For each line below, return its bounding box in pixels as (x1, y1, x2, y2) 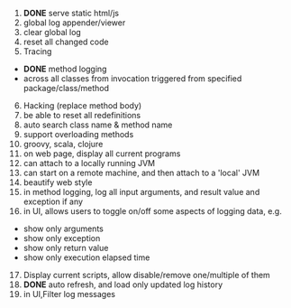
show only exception (23, 233, 101, 243)
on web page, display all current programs (23, 148, 181, 159)
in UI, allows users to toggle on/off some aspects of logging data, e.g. (23, 206, 282, 216)
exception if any (23, 196, 84, 207)
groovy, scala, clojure (23, 139, 104, 149)
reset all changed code (23, 36, 109, 47)
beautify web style (23, 177, 93, 188)
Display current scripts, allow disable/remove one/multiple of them (23, 270, 271, 280)
